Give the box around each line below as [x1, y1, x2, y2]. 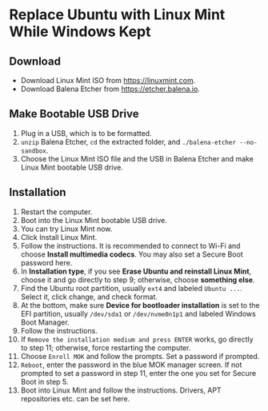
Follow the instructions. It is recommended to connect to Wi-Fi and [20, 241, 241, 250]
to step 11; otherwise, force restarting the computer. [20, 342, 191, 353]
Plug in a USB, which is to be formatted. [20, 128, 152, 138]
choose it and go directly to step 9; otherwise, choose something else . [20, 274, 255, 285]
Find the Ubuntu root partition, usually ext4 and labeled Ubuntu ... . [20, 283, 242, 293]
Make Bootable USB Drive [9, 107, 139, 121]
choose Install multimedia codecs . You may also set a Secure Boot [20, 249, 243, 259]
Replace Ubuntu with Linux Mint [9, 6, 226, 24]
